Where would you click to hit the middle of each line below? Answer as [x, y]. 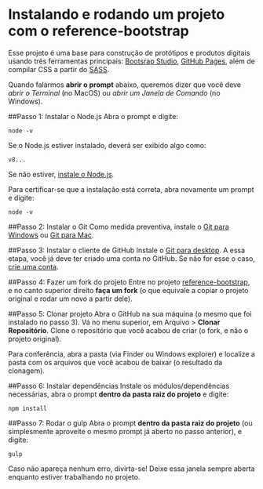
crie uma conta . [33, 266]
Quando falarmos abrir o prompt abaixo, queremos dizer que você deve [125, 85]
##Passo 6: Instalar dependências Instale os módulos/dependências [119, 386]
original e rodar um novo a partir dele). [70, 299]
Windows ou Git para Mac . [51, 235]
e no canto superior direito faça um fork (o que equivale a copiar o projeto [128, 290]
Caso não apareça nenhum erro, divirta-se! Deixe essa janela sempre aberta [131, 469]
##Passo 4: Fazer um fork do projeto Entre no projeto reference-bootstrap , [129, 282]
